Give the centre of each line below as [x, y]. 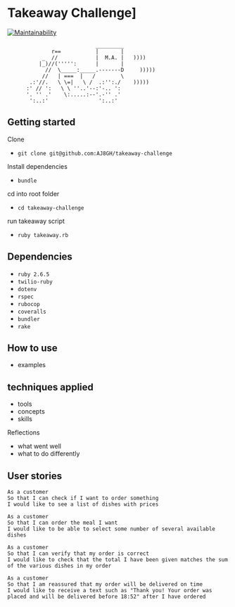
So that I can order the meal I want [63, 523]
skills [25, 419]
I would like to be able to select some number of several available [112, 529]
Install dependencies [38, 166]
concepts [31, 411]
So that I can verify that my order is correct [78, 554]
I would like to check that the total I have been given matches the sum [118, 560]
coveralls [32, 312]
